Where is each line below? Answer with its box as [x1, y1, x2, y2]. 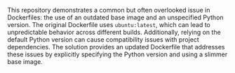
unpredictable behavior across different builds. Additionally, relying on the [7, 28, 221, 36]
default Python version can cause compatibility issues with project [7, 35, 200, 44]
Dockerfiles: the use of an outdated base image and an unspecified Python [7, 13, 224, 22]
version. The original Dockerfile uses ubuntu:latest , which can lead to [7, 21, 210, 29]
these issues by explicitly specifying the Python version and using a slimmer [7, 50, 228, 58]
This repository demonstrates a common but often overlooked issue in [7, 6, 210, 14]
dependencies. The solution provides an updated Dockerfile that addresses [7, 43, 225, 51]
